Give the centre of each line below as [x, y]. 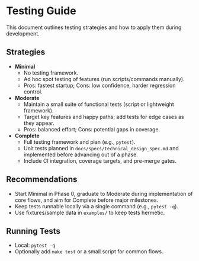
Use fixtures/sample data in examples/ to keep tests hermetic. [90, 212]
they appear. [39, 123]
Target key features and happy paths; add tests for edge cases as [104, 117]
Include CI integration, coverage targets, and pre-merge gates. [100, 160]
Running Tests [33, 231]
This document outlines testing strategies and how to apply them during [94, 27]
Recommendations [42, 180]
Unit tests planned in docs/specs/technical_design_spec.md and [101, 148]
